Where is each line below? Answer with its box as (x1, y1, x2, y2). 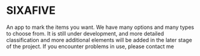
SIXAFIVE (6, 4, 56, 17)
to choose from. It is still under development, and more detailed (6, 30, 164, 37)
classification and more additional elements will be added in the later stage (6, 36, 192, 43)
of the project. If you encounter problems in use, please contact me (6, 43, 174, 50)
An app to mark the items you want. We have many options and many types (6, 23, 195, 31)
